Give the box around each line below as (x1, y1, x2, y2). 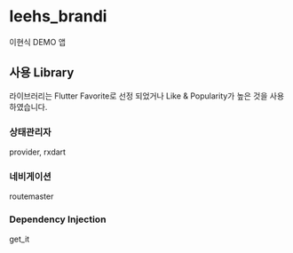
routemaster (9, 191, 54, 202)
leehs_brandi (9, 6, 107, 27)
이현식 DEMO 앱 (9, 36, 67, 47)
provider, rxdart (9, 146, 67, 157)
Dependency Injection (9, 213, 107, 225)
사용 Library (9, 65, 75, 81)
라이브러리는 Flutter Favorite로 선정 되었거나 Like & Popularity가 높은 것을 (9, 91, 268, 101)
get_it (9, 233, 30, 244)
